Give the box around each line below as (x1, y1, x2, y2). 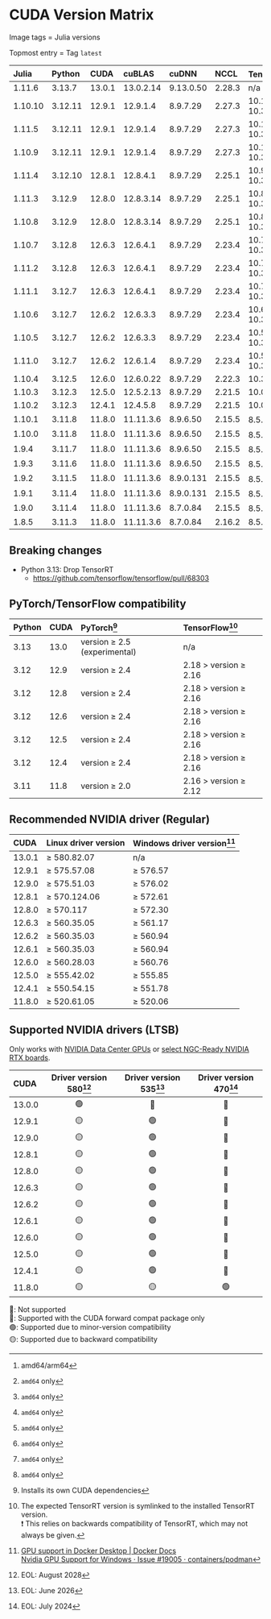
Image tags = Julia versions (9, 32, 101, 42)
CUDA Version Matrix (9, 6, 154, 24)
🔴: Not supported (9, 1304, 67, 1314)
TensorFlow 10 (183, 621, 238, 633)
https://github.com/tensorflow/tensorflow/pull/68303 (32, 574, 210, 583)
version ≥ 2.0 (80, 780, 131, 791)
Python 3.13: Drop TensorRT (20, 565, 114, 575)
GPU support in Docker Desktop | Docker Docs (20, 1546, 176, 1555)
